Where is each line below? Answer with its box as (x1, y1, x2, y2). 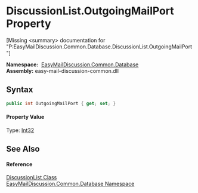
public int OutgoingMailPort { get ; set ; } (6, 100, 116, 106)
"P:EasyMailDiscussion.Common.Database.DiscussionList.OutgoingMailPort (6, 43, 193, 50)
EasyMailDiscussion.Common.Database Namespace (6, 180, 135, 188)
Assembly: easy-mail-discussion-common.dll (6, 67, 119, 74)
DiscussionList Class (6, 174, 57, 181)
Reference (6, 160, 33, 168)
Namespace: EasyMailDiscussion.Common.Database (6, 61, 139, 68)
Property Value (6, 114, 45, 121)
